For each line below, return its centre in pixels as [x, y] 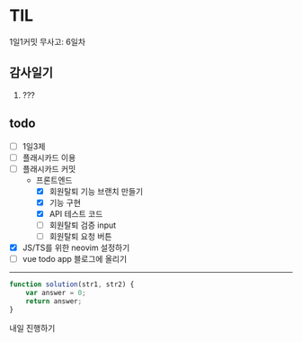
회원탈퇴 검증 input [83, 225]
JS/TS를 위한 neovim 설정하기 [76, 247]
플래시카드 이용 [49, 157]
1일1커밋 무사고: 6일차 [48, 41]
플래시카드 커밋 [49, 168]
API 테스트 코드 [76, 213]
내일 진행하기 [32, 328]
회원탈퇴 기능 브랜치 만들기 [96, 191]
